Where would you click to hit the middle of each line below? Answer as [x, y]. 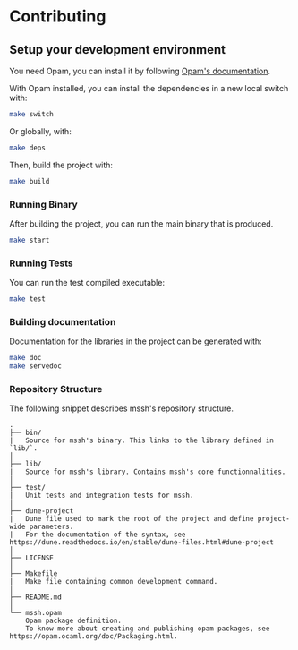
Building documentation [63, 321]
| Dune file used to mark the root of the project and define [132, 519]
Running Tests [41, 263]
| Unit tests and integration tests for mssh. [102, 496]
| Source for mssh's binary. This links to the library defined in [142, 440]
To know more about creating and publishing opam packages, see [148, 629]
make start [30, 240]
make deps [28, 148]
